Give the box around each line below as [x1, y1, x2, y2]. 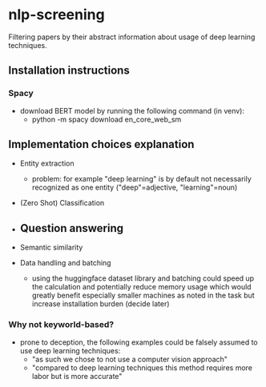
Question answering [19, 221, 124, 235]
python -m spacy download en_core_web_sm [31, 114, 182, 124]
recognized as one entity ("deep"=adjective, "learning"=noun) [31, 182, 238, 193]
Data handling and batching [19, 258, 111, 268]
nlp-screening [8, 6, 106, 24]
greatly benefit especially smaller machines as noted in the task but [31, 290, 255, 301]
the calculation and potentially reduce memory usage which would [31, 282, 252, 292]
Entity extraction [19, 158, 75, 169]
